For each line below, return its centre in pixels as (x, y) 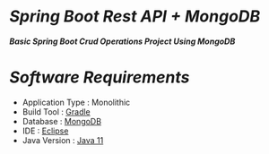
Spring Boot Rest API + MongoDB (135, 17)
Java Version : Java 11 (63, 140)
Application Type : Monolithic (76, 102)
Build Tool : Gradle (56, 111)
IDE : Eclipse (45, 131)
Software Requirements (100, 77)
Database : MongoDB (61, 121)
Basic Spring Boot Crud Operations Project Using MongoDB (122, 41)
